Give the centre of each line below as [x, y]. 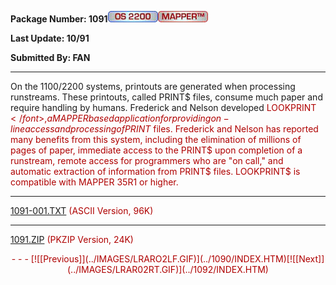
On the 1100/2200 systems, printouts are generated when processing [153, 86]
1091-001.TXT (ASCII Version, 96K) [82, 210]
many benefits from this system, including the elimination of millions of [156, 139]
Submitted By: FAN [50, 57]
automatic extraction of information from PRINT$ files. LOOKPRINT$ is [155, 171]
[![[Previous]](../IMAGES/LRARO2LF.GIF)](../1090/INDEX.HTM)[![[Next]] [177, 259]
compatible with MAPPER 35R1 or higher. [94, 182]
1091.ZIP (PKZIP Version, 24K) [72, 239]
